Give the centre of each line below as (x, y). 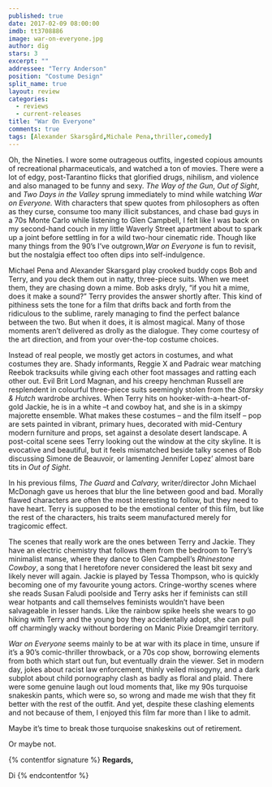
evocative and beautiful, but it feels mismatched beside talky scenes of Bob (135, 449)
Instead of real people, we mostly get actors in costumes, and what (121, 355)
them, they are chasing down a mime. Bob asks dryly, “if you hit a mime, (129, 287)
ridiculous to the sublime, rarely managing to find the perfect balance (124, 313)
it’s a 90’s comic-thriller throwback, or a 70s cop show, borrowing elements (134, 652)
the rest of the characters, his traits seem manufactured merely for (120, 517)
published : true (36, 16)
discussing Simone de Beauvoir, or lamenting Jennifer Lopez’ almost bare (132, 458)
